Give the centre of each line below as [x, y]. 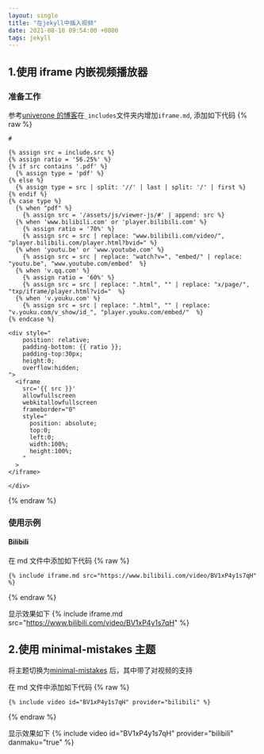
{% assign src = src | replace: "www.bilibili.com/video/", [124, 236]
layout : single [33, 15]
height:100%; [51, 451]
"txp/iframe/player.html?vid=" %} [67, 291]
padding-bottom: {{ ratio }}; [73, 347]
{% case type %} [35, 201]
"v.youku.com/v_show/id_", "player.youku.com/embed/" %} [106, 312]
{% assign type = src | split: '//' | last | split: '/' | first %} [131, 187]
